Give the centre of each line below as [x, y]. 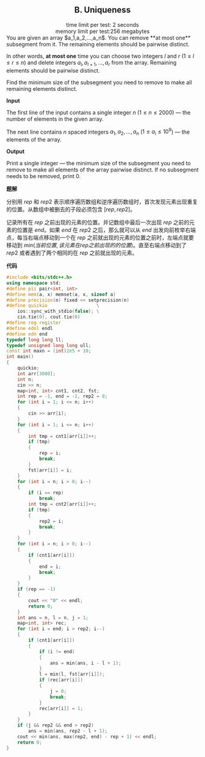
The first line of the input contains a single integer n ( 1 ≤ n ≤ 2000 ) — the [99, 112]
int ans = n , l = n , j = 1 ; [53, 618]
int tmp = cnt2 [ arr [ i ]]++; [63, 504]
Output [16, 151]
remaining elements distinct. [42, 88]
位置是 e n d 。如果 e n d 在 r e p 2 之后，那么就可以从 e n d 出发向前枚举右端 [106, 230]
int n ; [26, 379]
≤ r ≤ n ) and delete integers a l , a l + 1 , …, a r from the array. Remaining [92, 63]
